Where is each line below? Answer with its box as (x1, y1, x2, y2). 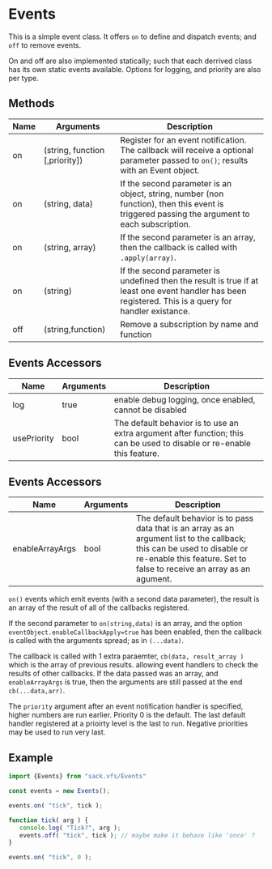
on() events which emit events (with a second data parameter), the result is (8, 594, 260, 604)
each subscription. (120, 218, 191, 229)
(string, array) (43, 241, 96, 253)
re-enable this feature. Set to (136, 553, 247, 564)
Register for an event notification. (120, 134, 247, 146)
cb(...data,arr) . (8, 686, 66, 696)
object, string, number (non (120, 188, 224, 199)
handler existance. (120, 305, 190, 317)
